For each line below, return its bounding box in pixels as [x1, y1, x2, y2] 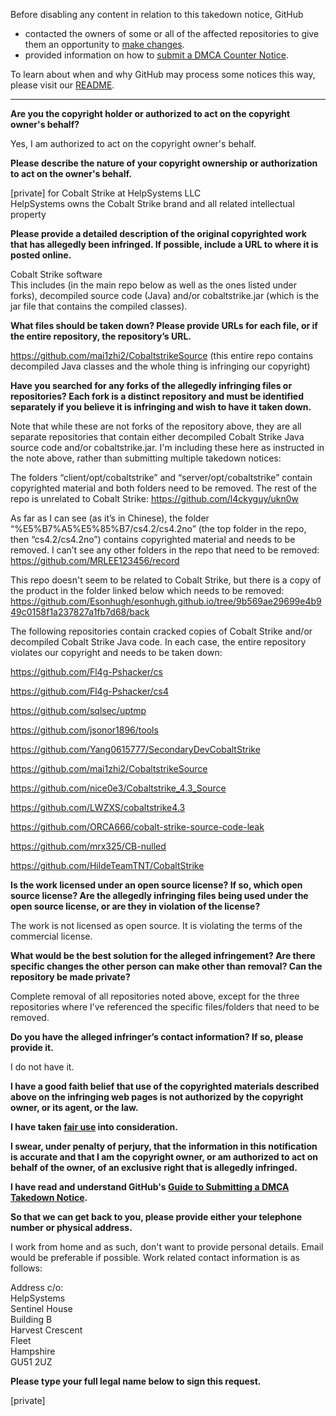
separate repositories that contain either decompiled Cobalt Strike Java [10, 431, 305, 443]
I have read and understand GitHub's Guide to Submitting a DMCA [10, 1181, 290, 1193]
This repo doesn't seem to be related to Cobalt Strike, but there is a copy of [10, 574, 322, 586]
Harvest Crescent [10, 1324, 83, 1336]
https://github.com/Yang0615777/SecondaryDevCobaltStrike [10, 744, 261, 755]
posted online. [10, 249, 72, 261]
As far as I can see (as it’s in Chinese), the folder [10, 512, 210, 524]
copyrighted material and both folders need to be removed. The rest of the [10, 482, 317, 494]
